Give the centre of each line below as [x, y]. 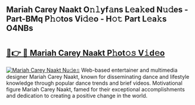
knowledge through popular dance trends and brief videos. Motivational [95, 83]
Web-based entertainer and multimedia [129, 70]
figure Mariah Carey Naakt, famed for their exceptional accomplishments [95, 89]
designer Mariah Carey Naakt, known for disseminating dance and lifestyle [98, 77]
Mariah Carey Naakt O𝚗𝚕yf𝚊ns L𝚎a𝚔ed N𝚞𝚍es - [97, 10]
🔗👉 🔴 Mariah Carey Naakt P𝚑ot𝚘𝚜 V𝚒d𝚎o [86, 53]
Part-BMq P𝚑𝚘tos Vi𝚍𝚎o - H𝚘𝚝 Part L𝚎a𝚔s [86, 19]
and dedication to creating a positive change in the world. [77, 96]
